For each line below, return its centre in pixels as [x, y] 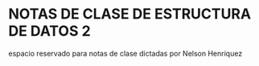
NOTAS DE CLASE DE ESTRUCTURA [130, 14]
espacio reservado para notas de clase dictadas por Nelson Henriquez [125, 53]
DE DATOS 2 [49, 31]
